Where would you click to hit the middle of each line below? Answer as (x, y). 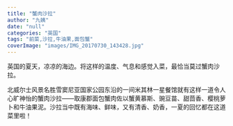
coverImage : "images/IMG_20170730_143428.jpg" (76, 46)
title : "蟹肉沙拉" (32, 13)
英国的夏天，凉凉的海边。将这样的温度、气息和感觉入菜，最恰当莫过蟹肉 (110, 66)
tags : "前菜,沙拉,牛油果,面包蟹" (50, 39)
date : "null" (26, 26)
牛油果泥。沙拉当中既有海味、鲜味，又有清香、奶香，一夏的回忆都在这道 (122, 107)
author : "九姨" (28, 20)
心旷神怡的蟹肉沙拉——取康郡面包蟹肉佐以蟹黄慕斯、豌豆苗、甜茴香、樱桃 (113, 98)
